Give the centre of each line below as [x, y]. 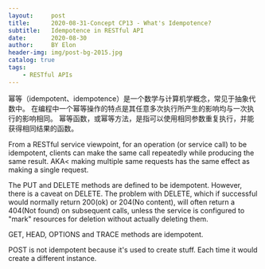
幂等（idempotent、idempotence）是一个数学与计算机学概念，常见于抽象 [129, 98]
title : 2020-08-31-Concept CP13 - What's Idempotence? [110, 23]
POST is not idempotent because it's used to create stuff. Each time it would [133, 250]
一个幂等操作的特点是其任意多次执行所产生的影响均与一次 [153, 108]
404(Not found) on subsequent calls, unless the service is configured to [127, 210]
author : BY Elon [43, 45]
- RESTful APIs [48, 75]
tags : [17, 68]
